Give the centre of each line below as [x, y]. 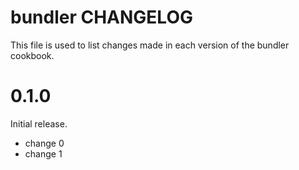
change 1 [43, 153]
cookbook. [32, 55]
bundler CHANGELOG [101, 17]
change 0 [44, 143]
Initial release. [39, 123]
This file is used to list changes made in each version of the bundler [150, 45]
